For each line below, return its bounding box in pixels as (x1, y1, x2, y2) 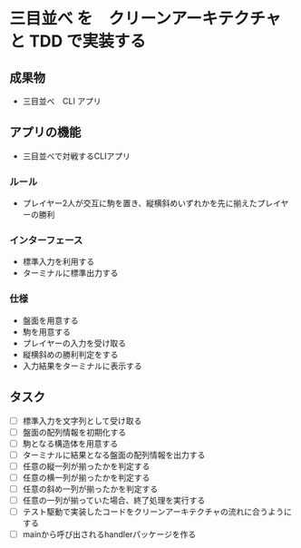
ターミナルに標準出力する (22, 268, 119, 279)
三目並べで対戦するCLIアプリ (22, 151, 131, 161)
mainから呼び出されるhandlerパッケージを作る (22, 529, 197, 540)
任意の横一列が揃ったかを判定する (22, 472, 150, 483)
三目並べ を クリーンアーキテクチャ (9, 8, 282, 29)
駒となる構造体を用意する (22, 437, 119, 449)
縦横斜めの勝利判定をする (22, 348, 119, 359)
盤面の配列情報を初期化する (22, 426, 127, 437)
